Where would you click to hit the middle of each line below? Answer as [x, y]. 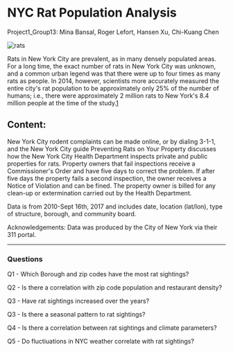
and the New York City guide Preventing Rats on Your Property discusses [112, 149]
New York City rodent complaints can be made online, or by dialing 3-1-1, [112, 141]
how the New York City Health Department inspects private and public [107, 156]
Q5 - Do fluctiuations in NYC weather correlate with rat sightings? [101, 342]
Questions [25, 259]
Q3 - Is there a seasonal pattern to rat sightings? [76, 315]
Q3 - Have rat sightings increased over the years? [78, 301]
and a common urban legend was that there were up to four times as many [114, 73]
